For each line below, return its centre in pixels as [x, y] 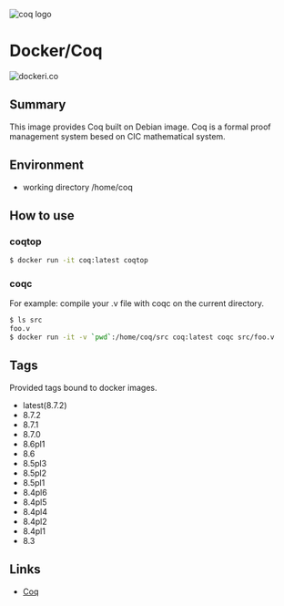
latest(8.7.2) [45, 405]
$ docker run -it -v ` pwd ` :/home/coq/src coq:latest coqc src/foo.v [142, 337]
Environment [47, 165]
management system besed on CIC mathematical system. [117, 136]
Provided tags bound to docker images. [83, 387]
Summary [38, 105]
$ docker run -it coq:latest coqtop [79, 261]
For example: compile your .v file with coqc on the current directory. [137, 303]
